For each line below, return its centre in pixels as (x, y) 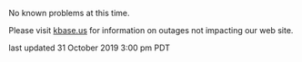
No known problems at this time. (69, 13)
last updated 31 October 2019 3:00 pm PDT (89, 48)
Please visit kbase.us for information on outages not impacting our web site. (151, 30)
